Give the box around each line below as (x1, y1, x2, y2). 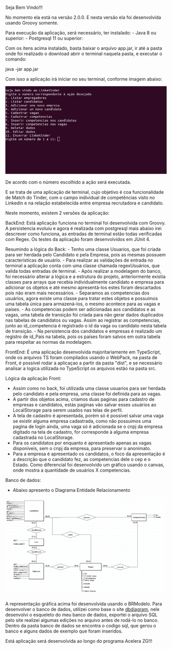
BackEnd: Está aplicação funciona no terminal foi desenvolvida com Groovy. (5, 219, 166, 226)
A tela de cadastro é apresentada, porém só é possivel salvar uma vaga (12, 412, 164, 418)
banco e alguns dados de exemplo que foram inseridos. (5, 628, 123, 634)
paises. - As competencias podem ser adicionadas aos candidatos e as (5, 306, 156, 312)
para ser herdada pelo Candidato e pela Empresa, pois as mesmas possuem (5, 251, 166, 257)
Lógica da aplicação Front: (5, 375, 61, 381)
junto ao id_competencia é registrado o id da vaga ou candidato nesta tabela (5, 322, 167, 328)
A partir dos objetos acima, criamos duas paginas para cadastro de (12, 396, 155, 402)
